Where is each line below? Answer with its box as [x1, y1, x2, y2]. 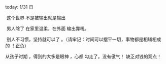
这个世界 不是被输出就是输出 [6, 15, 66, 21]
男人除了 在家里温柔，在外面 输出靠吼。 [6, 25, 89, 31]
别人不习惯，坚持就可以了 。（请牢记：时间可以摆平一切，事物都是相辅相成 [6, 37, 161, 42]
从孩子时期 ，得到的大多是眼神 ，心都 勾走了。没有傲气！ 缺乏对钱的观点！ [5, 53, 161, 59]
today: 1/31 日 [5, 4, 34, 10]
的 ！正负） [5, 43, 29, 49]
